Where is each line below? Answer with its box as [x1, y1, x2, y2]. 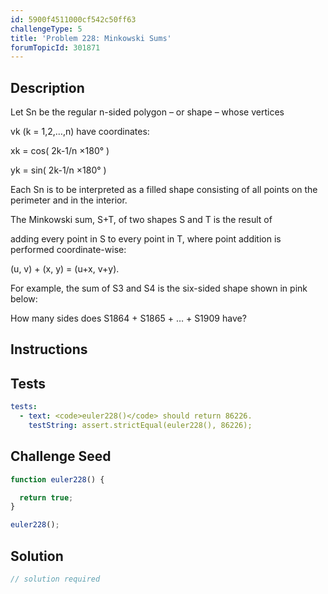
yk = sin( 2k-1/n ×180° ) [10, 164, 107, 176]
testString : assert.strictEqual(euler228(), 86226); [28, 421, 253, 431]
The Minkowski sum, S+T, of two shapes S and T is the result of [10, 214, 273, 226]
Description [10, 79, 85, 96]
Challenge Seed [10, 448, 112, 465]
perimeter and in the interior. [10, 194, 128, 206]
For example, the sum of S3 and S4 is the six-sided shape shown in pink [10, 282, 308, 295]
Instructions [10, 341, 88, 358]
